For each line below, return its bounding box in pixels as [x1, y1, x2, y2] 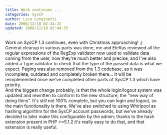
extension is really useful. [5, 124, 58, 130]
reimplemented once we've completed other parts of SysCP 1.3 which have [5, 77, 160, 83]
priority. [5, 82, 21, 88]
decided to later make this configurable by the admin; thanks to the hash [5, 114, 154, 120]
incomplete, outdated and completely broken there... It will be [5, 71, 131, 77]
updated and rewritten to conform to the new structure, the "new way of [5, 93, 154, 99]
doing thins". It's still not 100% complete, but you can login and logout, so [5, 98, 156, 104]
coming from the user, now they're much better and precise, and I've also [5, 55, 156, 61]
